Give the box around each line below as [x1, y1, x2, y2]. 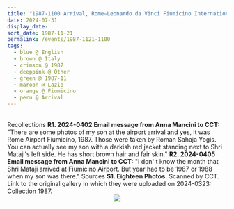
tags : [7, 42, 23, 49]
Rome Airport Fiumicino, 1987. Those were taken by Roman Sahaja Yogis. [7, 135, 217, 143]
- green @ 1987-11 [13, 74, 68, 82]
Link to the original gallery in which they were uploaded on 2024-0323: [7, 180, 212, 187]
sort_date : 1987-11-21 [7, 29, 73, 37]
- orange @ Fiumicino [13, 87, 77, 94]
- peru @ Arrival [13, 94, 64, 101]
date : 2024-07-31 [7, 17, 58, 24]
